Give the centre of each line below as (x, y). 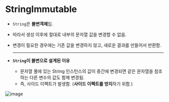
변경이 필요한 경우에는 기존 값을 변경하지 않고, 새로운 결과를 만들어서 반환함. (87, 45)
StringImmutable (41, 9)
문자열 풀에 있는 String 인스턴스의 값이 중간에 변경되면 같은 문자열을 (87, 71)
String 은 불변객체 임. (33, 24)
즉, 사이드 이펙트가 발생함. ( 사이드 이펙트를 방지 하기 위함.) (76, 83)
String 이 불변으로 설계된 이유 (41, 60)
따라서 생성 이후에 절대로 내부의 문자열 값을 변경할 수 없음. (69, 34)
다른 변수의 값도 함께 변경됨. (57, 77)
